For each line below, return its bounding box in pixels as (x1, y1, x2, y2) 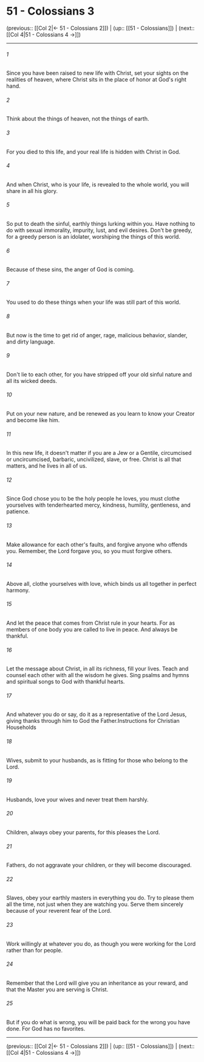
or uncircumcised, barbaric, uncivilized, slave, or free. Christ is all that (6, 455, 182, 463)
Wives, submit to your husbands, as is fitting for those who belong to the (6, 756, 188, 764)
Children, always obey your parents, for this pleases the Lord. (6, 829, 160, 835)
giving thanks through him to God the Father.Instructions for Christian (6, 717, 180, 725)
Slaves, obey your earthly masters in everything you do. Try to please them (6, 894, 194, 902)
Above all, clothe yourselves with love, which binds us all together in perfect (6, 580, 197, 587)
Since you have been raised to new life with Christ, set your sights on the (6, 69, 189, 77)
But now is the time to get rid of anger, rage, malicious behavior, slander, (6, 331, 188, 339)
